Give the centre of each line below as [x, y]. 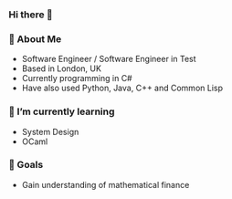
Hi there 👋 [31, 15]
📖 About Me [35, 38]
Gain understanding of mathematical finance [105, 184]
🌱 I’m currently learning [62, 111]
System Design [50, 131]
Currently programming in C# [77, 79]
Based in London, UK [62, 68]
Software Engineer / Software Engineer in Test [109, 59]
